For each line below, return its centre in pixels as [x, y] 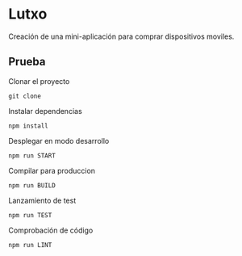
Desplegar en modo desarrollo [59, 141]
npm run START [32, 155]
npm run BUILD [32, 185]
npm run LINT [30, 245]
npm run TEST [30, 215]
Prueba [27, 62]
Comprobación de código [51, 230]
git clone [25, 96]
